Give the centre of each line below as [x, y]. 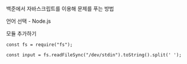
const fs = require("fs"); [39, 45]
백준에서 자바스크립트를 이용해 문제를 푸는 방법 [60, 9]
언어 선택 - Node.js [29, 21]
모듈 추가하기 [21, 33]
